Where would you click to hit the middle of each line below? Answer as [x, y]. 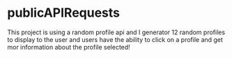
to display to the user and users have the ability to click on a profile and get [115, 39]
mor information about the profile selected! [69, 47]
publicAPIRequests [64, 13]
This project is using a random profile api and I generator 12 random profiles [116, 32]
